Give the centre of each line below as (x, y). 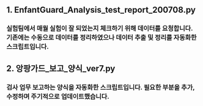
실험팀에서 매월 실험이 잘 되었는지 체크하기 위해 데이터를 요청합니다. (100, 29)
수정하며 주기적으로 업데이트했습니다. (58, 96)
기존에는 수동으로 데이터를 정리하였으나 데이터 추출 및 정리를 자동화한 (102, 38)
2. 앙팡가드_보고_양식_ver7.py (61, 69)
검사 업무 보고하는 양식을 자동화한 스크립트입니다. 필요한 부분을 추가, (101, 87)
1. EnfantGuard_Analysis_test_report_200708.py (101, 10)
